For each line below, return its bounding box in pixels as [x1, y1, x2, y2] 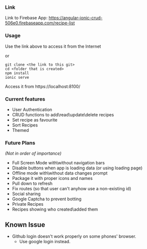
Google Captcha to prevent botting [12, 196, 82, 202]
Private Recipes [12, 201, 44, 207]
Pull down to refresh [12, 180, 53, 186]
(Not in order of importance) [5, 150, 62, 157]
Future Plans [5, 139, 35, 146]
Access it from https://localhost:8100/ [5, 83, 81, 89]
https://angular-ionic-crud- [48, 15, 103, 21]
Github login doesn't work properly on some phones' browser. [12, 233, 137, 239]
